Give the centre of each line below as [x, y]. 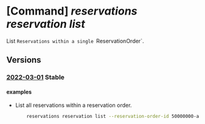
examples [19, 92]
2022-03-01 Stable [35, 77]
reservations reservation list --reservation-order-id [98, 117]
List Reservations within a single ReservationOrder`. [75, 41]
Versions [24, 60]
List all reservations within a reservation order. [73, 105]
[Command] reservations [72, 11]
